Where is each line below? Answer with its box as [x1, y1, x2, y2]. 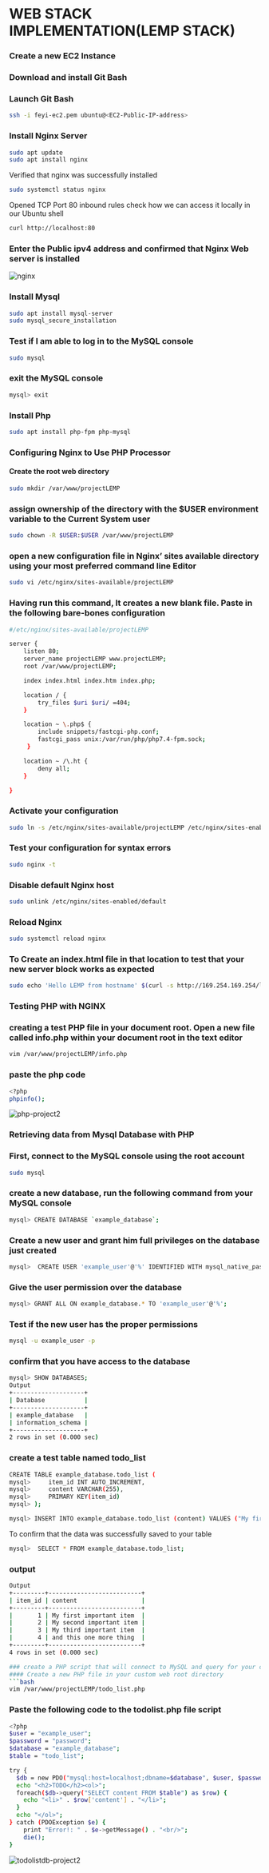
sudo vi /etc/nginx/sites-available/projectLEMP [9, 579, 174, 587]
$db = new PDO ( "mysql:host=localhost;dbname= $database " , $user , [16, 1774, 235, 1782]
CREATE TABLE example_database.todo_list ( [9, 1470, 156, 1479]
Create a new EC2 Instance [9, 50, 117, 62]
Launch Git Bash [9, 93, 74, 104]
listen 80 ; [23, 648, 60, 656]
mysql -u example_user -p [9, 1337, 95, 1345]
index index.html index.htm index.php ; [23, 676, 156, 684]
